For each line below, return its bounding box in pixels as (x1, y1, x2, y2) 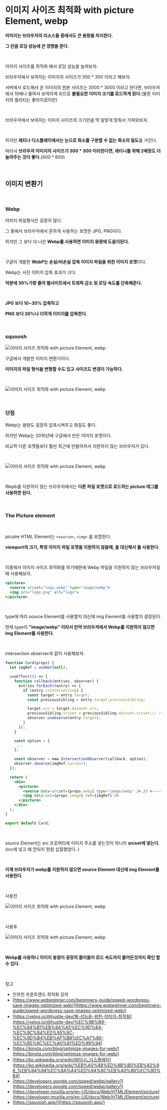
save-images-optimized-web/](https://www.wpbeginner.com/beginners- (12, 1002, 162, 1008)
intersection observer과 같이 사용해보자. (5, 650, 85, 656)
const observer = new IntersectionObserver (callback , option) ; (14, 756, 148, 761)
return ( (9, 774, 28, 780)
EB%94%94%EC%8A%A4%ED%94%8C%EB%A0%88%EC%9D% (21, 1067, 161, 1073)
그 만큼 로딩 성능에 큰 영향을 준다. (5, 43, 69, 49)
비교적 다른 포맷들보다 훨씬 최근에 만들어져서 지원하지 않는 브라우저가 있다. (5, 443, 150, 449)
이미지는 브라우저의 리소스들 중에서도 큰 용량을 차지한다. (5, 32, 113, 38)
